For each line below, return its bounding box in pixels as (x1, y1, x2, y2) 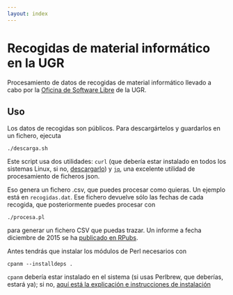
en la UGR (7, 55, 65, 70)
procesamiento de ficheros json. (7, 172, 100, 181)
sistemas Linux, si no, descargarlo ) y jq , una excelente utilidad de (7, 165, 195, 173)
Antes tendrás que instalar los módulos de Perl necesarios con (7, 247, 187, 255)
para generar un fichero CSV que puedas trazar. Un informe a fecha (7, 226, 202, 234)
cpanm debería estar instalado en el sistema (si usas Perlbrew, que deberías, (7, 273, 224, 281)
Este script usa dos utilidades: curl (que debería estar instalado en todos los (7, 158, 227, 166)
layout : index (7, 10, 49, 17)
